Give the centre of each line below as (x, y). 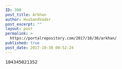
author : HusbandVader (28, 19)
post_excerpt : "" (24, 24)
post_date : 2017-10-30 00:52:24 (39, 48)
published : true (22, 43)
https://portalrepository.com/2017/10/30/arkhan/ (63, 39)
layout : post (19, 29)
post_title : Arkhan (26, 15)
